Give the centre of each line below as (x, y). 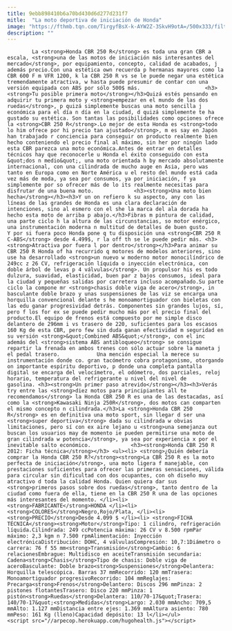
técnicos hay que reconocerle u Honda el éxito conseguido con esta (108, 155)
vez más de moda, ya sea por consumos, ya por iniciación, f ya (101, 179)
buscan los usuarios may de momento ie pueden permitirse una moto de (111, 433)
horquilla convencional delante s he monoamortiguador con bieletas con (114, 300)
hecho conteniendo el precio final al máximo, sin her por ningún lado (112, 143)
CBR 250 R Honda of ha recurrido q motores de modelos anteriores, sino (114, 252)
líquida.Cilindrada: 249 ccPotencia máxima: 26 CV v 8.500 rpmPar (105, 530)
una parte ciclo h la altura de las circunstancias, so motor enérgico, (114, 221)
